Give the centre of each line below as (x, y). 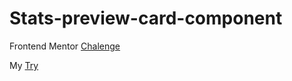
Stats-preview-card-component (146, 18)
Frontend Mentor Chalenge (65, 46)
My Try (24, 65)
